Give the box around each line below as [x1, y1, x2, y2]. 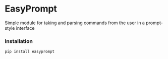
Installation [5, 37, 33, 44]
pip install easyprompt [5, 49, 55, 54]
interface [16, 25, 35, 31]
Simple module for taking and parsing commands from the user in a [5, 20, 145, 26]
